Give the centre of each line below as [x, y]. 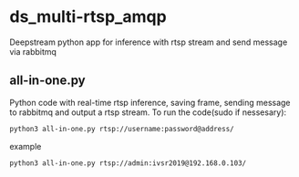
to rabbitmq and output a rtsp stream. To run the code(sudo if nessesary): [148, 112]
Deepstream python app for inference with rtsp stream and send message [149, 42]
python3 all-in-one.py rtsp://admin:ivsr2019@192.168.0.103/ [128, 163]
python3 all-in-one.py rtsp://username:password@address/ [122, 129]
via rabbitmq [33, 51]
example [26, 146]
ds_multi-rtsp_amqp [88, 17]
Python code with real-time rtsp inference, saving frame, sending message [150, 102]
